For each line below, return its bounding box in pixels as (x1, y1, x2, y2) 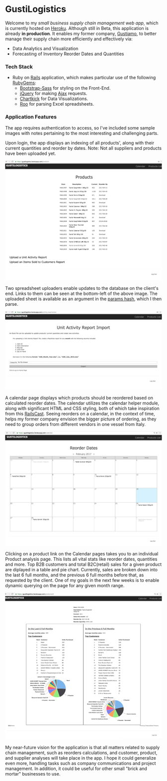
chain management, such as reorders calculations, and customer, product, (5, 750, 158, 756)
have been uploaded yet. (5, 150, 56, 156)
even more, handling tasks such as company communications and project (5, 761, 156, 767)
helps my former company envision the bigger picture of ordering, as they (5, 416, 157, 422)
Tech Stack (5, 63, 33, 70)
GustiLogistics (5, 3, 66, 15)
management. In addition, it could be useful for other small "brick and (5, 766, 148, 772)
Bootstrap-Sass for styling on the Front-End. (19, 85, 111, 91)
